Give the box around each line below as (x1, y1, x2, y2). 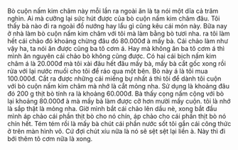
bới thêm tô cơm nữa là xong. (7, 134, 93, 143)
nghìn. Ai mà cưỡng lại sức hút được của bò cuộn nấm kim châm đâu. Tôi (7, 14, 220, 23)
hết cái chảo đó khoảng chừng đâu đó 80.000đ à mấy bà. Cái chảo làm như (7, 37, 229, 45)
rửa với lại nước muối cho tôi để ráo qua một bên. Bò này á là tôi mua (7, 67, 208, 75)
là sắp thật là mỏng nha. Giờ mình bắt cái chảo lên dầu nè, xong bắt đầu (7, 105, 217, 112)
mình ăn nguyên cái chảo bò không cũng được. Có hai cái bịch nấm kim (7, 52, 217, 60)
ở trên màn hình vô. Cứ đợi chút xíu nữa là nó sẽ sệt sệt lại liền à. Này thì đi (7, 127, 226, 135)
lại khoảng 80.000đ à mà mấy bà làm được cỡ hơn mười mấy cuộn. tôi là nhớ (7, 97, 231, 105)
